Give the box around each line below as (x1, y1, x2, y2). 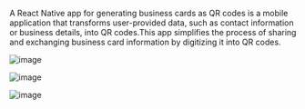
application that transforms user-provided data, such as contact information (9, 17, 294, 28)
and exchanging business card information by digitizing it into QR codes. (9, 36, 281, 47)
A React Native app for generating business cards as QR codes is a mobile (9, 8, 289, 18)
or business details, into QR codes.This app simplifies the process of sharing (9, 27, 297, 37)
